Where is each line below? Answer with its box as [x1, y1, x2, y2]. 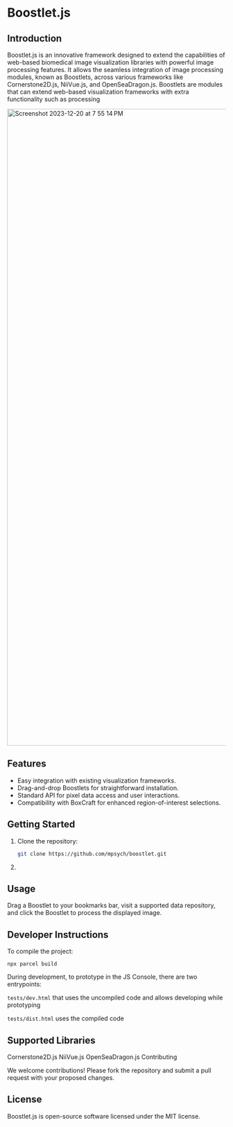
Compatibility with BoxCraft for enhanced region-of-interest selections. [17, 798, 221, 807]
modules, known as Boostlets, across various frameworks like [7, 73, 184, 81]
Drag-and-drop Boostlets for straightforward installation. [17, 783, 179, 792]
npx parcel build [7, 961, 58, 968]
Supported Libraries [7, 1034, 96, 1046]
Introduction [7, 33, 62, 44]
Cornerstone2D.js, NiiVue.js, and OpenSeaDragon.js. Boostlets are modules [7, 80, 223, 88]
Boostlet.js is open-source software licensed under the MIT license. [7, 1112, 201, 1120]
